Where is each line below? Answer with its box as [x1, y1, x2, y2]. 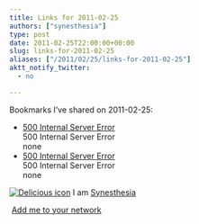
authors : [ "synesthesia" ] [9, 22, 106, 31]
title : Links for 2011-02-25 [9, 13, 119, 22]
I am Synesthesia [72, 186, 137, 198]
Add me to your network [11, 204, 102, 215]
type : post [9, 30, 50, 39]
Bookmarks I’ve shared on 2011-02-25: [9, 104, 153, 115]
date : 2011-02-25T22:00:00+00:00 [9, 38, 135, 48]
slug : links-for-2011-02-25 [9, 47, 115, 56]
